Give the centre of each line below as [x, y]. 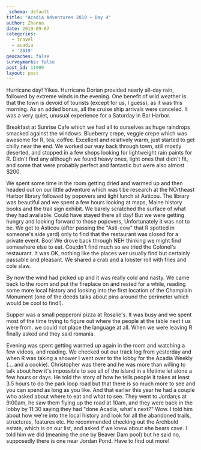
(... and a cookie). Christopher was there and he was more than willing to [96, 365]
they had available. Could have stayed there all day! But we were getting [95, 215]
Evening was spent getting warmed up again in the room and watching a [96, 346]
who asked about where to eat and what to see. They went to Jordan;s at [97, 397]
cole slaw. [19, 266]
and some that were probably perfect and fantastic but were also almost [95, 165]
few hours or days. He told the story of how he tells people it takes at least [98, 377]
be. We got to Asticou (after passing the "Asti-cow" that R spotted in [91, 228]
